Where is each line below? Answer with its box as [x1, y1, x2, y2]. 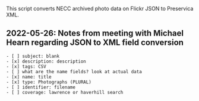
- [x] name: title [6, 74, 52, 80]
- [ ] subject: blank [6, 53, 60, 59]
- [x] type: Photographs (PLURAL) [6, 79, 92, 85]
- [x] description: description [6, 58, 86, 64]
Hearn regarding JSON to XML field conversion [6, 38, 184, 48]
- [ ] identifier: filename [6, 84, 76, 90]
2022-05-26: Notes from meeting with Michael [6, 28, 184, 38]
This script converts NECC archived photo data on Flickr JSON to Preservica [6, 5, 194, 12]
